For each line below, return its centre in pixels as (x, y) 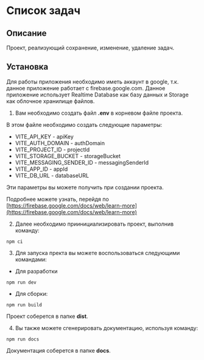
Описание (26, 33)
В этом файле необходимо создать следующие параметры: (84, 124)
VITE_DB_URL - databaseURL (52, 175)
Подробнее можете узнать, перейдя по (58, 199)
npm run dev (21, 282)
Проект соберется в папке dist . (47, 316)
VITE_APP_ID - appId (41, 169)
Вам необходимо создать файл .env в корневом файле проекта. (99, 113)
